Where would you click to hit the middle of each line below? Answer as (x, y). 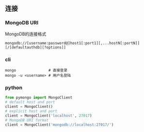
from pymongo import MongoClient (39, 98)
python (14, 88)
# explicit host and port (31, 111)
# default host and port (30, 102)
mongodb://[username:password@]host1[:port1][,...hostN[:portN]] (72, 43)
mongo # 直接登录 (36, 70)
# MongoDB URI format (27, 120)
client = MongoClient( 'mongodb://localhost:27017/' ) (59, 125)
